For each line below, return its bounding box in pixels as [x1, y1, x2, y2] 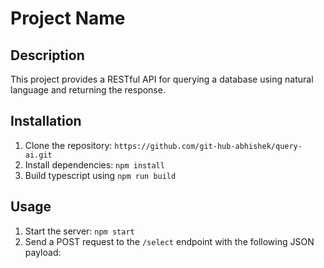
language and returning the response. [10, 84, 166, 96]
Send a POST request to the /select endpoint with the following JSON [24, 235, 315, 247]
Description [10, 47, 85, 64]
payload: [24, 246, 62, 258]
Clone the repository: [24, 139, 113, 151]
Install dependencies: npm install [24, 158, 165, 171]
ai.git [24, 150, 53, 160]
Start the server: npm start [24, 225, 135, 237]
